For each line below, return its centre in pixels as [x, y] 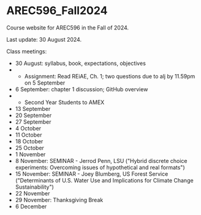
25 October [30, 148]
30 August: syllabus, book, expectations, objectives [80, 63]
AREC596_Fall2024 [57, 11]
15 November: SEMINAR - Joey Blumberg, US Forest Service [92, 174]
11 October [28, 135]
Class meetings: [27, 51]
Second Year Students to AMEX [64, 102]
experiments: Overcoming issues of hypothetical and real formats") [100, 167]
